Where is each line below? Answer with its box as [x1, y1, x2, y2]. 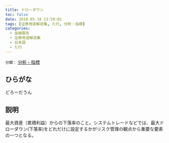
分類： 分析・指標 [5, 59, 40, 65]
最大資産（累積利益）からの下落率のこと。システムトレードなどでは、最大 [5, 120, 160, 126]
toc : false [5, 12, 28, 17]
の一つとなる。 [5, 132, 36, 138]
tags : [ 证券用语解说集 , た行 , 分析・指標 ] [5, 21, 85, 27]
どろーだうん [5, 89, 32, 95]
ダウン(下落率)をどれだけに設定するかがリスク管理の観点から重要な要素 [14, 126, 163, 132]
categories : [5, 26, 30, 31]
